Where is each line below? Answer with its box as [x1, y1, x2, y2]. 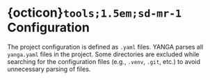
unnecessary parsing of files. [7, 65, 91, 73]
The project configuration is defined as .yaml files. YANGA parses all [7, 42, 204, 51]
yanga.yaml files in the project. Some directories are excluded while [7, 50, 200, 58]
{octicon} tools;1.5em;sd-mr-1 [7, 5, 182, 21]
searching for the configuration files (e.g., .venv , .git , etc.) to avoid [7, 57, 200, 65]
